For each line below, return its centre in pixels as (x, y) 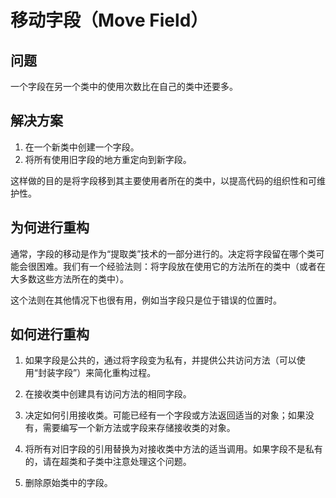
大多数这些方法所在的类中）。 (69, 278)
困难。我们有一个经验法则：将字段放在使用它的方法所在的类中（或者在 (181, 266)
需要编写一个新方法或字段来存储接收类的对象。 (139, 428)
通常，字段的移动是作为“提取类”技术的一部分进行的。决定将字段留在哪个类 (163, 253)
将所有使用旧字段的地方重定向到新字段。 (108, 159)
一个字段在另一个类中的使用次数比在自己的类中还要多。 (124, 86)
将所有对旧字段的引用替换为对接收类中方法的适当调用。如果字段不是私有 (173, 449)
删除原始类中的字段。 (68, 483)
